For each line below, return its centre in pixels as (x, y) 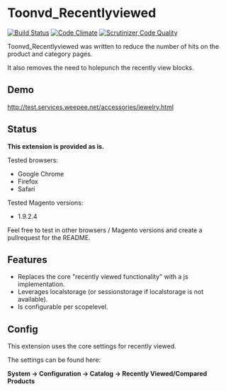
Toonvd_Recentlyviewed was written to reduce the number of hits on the (113, 46)
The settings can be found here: (54, 360)
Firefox (28, 181)
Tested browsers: (33, 160)
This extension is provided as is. (56, 146)
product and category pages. (50, 54)
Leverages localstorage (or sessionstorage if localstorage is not (111, 292)
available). (33, 300)
